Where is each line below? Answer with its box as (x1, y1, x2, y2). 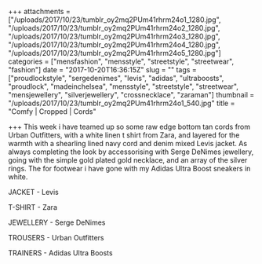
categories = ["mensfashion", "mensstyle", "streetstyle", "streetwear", (8, 57, 235, 66)
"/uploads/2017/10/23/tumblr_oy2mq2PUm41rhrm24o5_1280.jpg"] (8, 49, 221, 57)
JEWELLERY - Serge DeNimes (8, 218, 106, 227)
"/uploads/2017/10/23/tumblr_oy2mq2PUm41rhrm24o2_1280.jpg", (8, 24, 220, 32)
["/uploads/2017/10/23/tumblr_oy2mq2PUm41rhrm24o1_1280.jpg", (8, 15, 221, 24)
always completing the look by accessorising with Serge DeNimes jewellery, (8, 147, 254, 156)
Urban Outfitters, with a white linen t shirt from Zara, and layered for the (8, 130, 240, 140)
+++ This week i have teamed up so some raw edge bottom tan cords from (8, 122, 251, 131)
